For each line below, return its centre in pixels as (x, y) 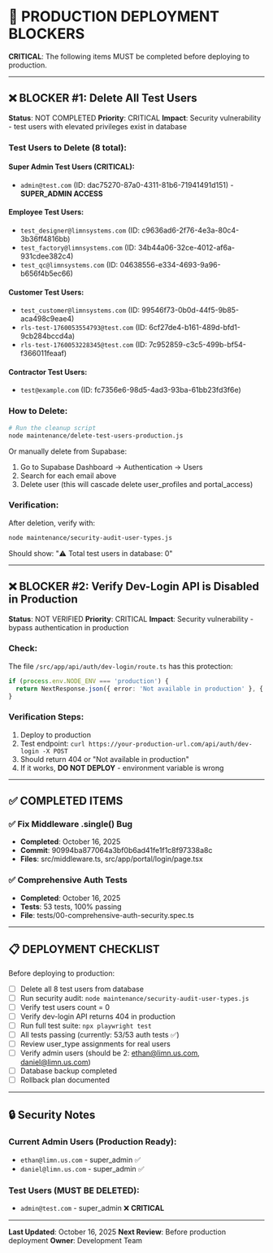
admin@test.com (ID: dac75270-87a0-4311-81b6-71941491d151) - (127, 185)
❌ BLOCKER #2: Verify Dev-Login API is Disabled (134, 587)
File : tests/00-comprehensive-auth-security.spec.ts (107, 915)
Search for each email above (68, 476)
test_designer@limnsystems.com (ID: (80, 230)
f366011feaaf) (43, 354)
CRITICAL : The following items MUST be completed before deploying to (129, 56)
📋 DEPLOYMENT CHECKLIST (84, 949)
